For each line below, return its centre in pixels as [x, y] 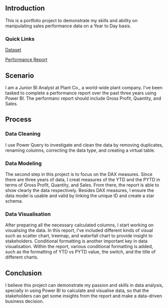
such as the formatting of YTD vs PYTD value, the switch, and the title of [80, 252]
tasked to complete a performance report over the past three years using [81, 93]
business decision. [25, 301]
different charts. [22, 257]
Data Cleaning [23, 134]
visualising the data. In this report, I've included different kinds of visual [79, 230]
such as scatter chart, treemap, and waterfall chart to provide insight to [79, 236]
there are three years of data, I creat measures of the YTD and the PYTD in [83, 179]
